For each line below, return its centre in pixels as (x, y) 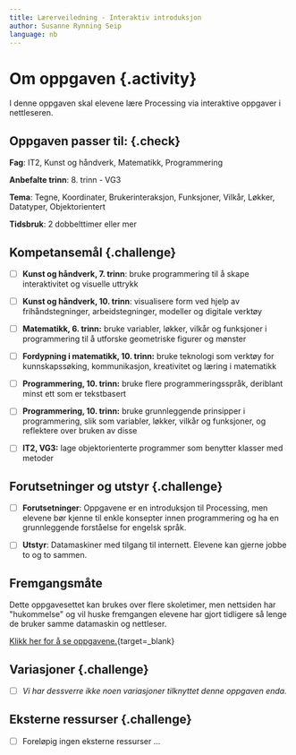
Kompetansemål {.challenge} (93, 252)
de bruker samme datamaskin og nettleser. (88, 624)
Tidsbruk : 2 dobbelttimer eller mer (73, 224)
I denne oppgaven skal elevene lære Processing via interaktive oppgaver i (145, 103)
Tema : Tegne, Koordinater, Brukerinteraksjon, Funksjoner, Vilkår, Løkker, (142, 197)
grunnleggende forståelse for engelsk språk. (104, 528)
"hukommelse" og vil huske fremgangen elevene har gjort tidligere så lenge (148, 614)
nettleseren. (31, 113)
